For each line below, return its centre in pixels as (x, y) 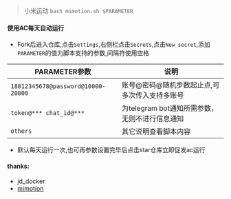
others (21, 131)
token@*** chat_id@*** (47, 113)
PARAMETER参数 (63, 72)
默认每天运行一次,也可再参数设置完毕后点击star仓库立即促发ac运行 (111, 150)
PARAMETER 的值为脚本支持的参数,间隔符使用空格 (83, 53)
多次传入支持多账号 (153, 96)
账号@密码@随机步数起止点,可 (170, 85)
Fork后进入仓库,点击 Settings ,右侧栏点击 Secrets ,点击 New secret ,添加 (114, 45)
